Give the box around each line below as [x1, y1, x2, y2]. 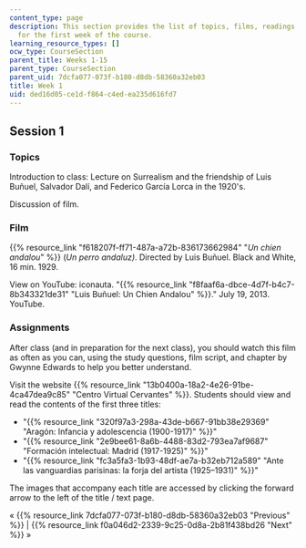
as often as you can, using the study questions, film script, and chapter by [9, 352, 288, 363]
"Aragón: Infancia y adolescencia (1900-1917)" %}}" [22, 426, 218, 437]
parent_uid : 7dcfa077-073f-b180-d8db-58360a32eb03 [9, 73, 206, 82]
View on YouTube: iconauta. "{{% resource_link [9, 279, 188, 290]
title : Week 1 [9, 81, 64, 90]
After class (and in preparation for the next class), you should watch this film [9, 342, 296, 353]
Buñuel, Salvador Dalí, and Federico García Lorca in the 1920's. [9, 181, 246, 192]
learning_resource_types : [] [9, 38, 120, 48]
